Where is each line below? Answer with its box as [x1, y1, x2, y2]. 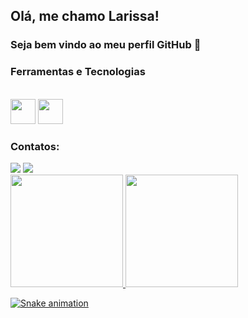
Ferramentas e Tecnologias [10, 65, 146, 79]
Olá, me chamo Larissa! [10, 8, 160, 25]
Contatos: [10, 139, 60, 153]
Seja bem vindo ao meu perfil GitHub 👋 [10, 38, 202, 52]
